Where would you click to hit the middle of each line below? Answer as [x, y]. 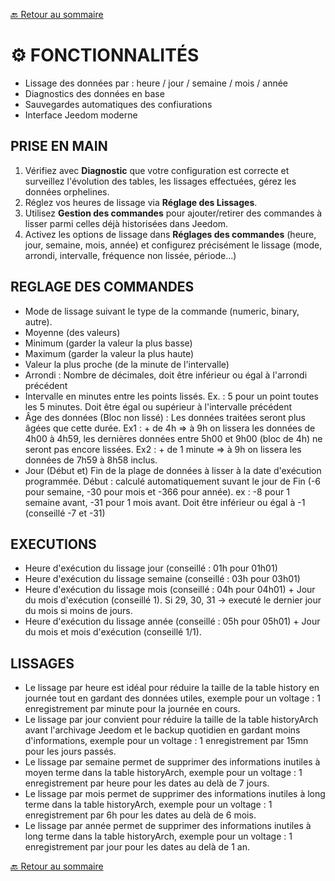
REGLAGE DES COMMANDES [102, 287]
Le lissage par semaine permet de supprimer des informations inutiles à [172, 762]
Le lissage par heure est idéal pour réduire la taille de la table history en [172, 688]
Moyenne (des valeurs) [72, 332]
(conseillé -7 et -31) [65, 513]
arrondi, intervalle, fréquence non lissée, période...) [130, 255]
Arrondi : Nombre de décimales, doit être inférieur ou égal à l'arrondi [166, 375]
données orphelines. [67, 191]
